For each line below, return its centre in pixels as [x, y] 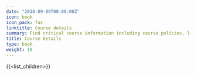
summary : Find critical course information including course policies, [95, 33]
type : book [19, 45]
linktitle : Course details [39, 28]
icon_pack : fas [25, 22]
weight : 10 [19, 50]
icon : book [19, 17]
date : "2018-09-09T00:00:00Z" [43, 11]
